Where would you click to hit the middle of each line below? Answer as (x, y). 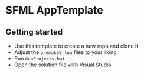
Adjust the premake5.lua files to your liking (65, 52)
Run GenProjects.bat (40, 58)
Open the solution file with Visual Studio (63, 65)
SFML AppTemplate (55, 10)
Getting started (34, 32)
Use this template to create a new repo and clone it (76, 46)
